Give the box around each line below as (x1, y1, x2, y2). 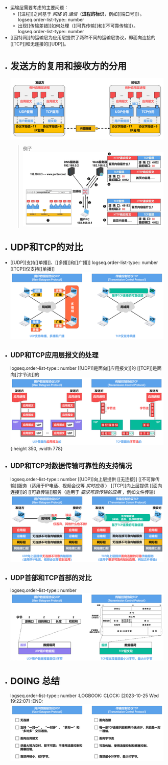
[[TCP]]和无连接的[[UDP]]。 (10, 41, 69, 47)
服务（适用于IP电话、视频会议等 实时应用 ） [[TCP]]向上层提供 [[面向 (18, 482, 162, 489)
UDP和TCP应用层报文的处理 (10, 350, 99, 359)
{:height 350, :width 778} (10, 445, 63, 451)
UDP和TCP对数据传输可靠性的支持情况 (10, 462, 132, 470)
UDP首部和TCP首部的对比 (10, 573, 92, 582)
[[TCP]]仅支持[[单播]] (10, 266, 55, 272)
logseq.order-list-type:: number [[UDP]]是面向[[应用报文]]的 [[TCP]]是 (10, 365, 157, 371)
